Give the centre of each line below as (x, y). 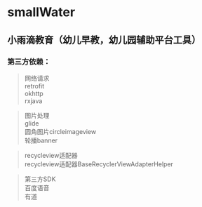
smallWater (41, 12)
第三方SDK (40, 179)
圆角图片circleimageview (60, 131)
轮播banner (41, 140)
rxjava (33, 101)
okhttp (34, 93)
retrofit (34, 86)
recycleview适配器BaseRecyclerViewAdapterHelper (99, 164)
